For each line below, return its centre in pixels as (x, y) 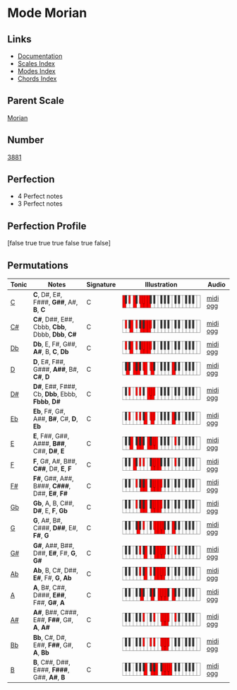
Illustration (161, 284)
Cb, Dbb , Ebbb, (55, 394)
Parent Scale (36, 101)
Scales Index (36, 64)
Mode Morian (47, 13)
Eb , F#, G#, (49, 411)
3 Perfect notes (40, 204)
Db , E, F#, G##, (55, 344)
